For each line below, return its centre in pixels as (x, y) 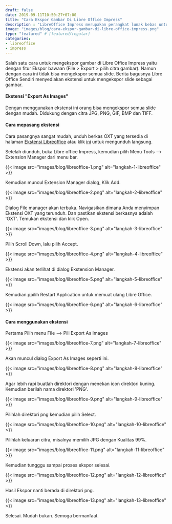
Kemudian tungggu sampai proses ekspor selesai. (58, 465)
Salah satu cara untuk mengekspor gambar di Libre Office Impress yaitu (81, 63)
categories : (18, 39)
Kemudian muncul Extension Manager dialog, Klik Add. (63, 183)
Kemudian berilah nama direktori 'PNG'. (47, 389)
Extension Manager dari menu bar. (42, 157)
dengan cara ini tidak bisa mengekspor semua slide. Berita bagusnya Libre (84, 74)
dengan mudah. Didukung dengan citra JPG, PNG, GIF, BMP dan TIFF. (79, 113)
